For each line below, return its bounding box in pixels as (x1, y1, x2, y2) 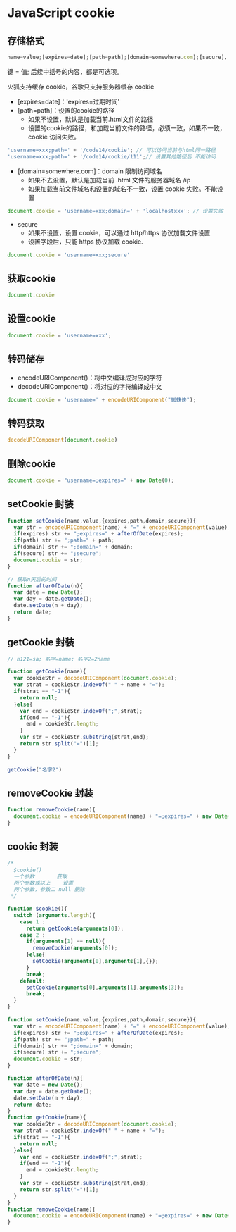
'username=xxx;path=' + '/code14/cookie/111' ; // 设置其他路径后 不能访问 (7, 153, 216, 160)
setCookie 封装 (7, 498, 74, 510)
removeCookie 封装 (7, 787, 93, 799)
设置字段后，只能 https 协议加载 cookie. (27, 237, 143, 246)
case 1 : (20, 918, 46, 926)
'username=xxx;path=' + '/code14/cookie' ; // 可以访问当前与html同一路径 (7, 147, 216, 154)
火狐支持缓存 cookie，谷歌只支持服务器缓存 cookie (7, 82, 155, 91)
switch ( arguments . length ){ (13, 911, 96, 919)
